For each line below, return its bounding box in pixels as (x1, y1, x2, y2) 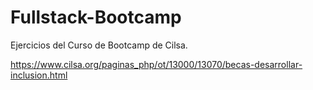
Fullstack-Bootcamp (10, 6, 182, 29)
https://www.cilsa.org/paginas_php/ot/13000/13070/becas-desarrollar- (10, 58, 303, 70)
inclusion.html (10, 69, 68, 81)
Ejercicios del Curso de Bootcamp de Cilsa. (10, 39, 188, 51)
